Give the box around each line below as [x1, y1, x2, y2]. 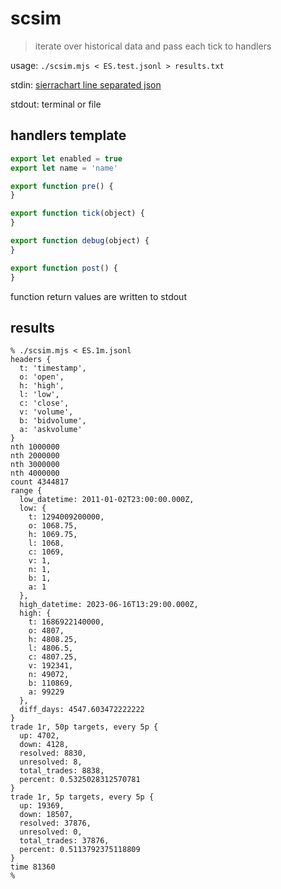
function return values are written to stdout [10, 290, 187, 302]
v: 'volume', [19, 407, 74, 417]
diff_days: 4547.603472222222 [19, 705, 145, 715]
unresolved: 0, [19, 827, 83, 837]
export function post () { [10, 263, 118, 273]
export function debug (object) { [10, 236, 150, 246]
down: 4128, [19, 740, 70, 750]
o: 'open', [19, 372, 65, 382]
